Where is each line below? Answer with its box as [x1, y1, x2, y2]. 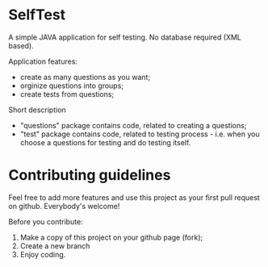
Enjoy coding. [19, 249, 66, 259]
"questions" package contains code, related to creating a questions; [19, 120, 247, 130]
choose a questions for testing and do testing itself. [19, 137, 191, 147]
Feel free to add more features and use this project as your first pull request [8, 192, 260, 202]
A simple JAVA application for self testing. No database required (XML [8, 32, 242, 42]
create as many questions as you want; [19, 72, 151, 81]
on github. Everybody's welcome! [8, 201, 120, 211]
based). [8, 40, 34, 50]
